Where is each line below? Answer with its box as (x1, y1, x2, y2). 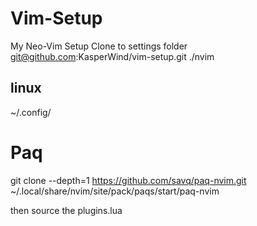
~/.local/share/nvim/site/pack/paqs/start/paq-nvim (10, 185, 220, 197)
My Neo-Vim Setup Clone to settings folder (10, 40, 188, 52)
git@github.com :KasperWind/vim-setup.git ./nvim (10, 50, 215, 62)
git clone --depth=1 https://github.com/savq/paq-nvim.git (10, 174, 247, 186)
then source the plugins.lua (10, 204, 123, 216)
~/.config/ (10, 106, 52, 118)
